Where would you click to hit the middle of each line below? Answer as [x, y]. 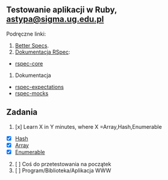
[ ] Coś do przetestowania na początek [63, 164]
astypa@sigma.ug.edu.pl [55, 20]
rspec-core [29, 63]
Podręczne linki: [26, 34]
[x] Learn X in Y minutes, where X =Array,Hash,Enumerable [89, 126]
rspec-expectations [39, 87]
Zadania [22, 112]
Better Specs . [32, 45]
